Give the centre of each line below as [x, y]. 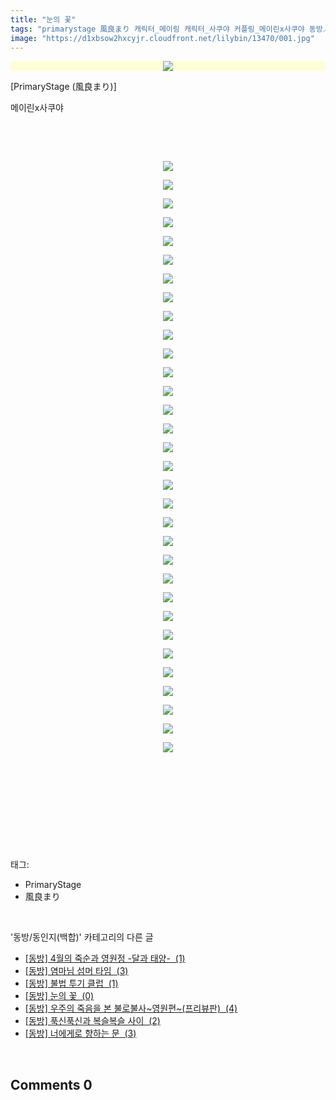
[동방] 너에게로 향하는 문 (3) [80, 1033]
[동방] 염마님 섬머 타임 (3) [76, 971]
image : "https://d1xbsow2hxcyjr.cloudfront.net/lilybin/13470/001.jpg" [162, 38]
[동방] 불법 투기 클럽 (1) [71, 983]
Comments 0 [51, 1084]
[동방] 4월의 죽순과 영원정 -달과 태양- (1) [105, 958]
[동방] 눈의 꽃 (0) [59, 996]
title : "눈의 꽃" [43, 19]
